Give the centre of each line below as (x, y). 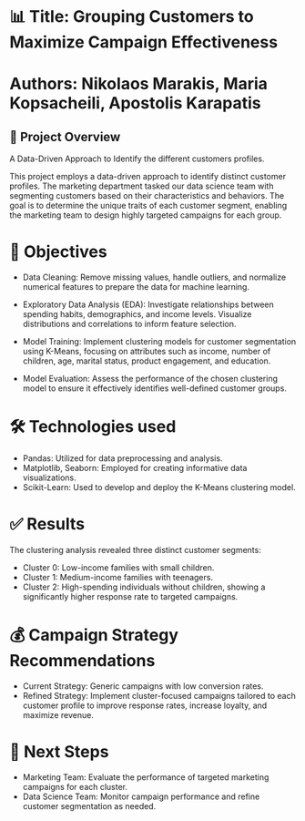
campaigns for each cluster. (75, 786)
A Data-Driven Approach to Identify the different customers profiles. (137, 159)
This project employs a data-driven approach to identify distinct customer (148, 177)
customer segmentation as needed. (89, 806)
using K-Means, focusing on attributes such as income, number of (147, 352)
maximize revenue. (58, 714)
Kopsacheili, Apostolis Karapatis (135, 103)
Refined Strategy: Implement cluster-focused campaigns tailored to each (159, 695)
